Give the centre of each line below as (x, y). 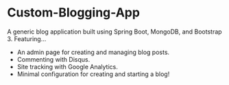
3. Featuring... (27, 38)
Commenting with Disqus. (53, 59)
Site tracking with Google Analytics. (67, 66)
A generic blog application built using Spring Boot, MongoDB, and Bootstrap (114, 32)
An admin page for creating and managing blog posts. (93, 52)
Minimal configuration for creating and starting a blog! (93, 74)
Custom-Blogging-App (74, 13)
